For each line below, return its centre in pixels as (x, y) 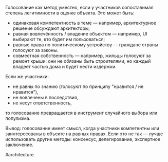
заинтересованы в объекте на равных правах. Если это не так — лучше (84, 134)
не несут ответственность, (42, 103)
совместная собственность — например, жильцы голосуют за (82, 56)
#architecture (20, 155)
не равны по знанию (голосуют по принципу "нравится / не (78, 86)
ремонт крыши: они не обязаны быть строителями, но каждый (82, 61)
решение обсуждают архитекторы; (51, 28)
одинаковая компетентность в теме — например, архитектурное (85, 23)
